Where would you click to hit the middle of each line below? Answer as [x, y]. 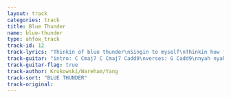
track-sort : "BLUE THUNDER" [47, 78]
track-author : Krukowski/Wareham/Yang [63, 71]
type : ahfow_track [33, 39]
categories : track [33, 20]
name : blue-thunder [35, 33]
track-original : [30, 84]
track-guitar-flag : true [43, 65]
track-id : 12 [26, 46]
